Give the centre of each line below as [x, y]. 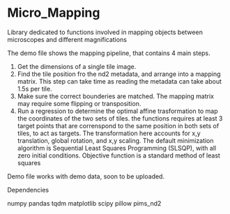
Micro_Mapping [54, 13]
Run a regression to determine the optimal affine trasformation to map [117, 111]
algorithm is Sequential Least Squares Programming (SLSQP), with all [117, 148]
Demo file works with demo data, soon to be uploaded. [86, 176]
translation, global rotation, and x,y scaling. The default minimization [115, 140]
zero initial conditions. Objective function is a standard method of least [119, 155]
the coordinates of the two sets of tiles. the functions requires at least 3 [120, 118]
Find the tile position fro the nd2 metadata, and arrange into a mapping [119, 74]
